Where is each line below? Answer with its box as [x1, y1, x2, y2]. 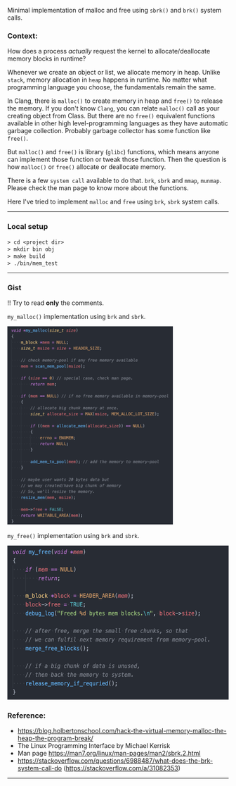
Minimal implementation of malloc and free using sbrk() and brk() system [7, 6, 222, 14]
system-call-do [17, 764, 62, 773]
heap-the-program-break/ [17, 734, 93, 742]
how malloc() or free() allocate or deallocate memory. [7, 163, 166, 171]
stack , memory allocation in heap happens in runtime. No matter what [7, 75, 207, 84]
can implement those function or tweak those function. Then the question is [7, 155, 227, 164]
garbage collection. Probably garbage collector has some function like [7, 127, 211, 135]
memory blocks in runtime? [7, 54, 86, 63]
